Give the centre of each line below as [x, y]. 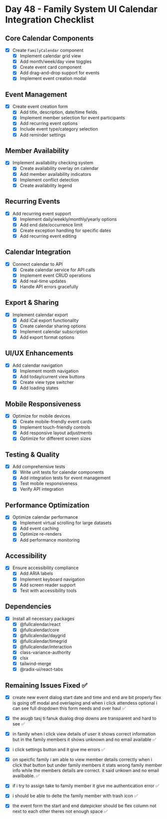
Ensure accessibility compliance [45, 568]
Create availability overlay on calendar [59, 168]
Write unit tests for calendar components [62, 472]
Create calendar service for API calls [58, 270]
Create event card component [51, 67]
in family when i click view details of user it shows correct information [84, 734]
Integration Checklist [50, 20]
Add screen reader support [48, 585]
